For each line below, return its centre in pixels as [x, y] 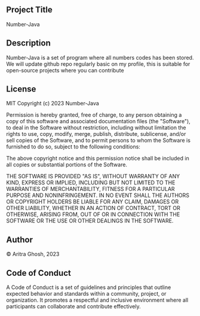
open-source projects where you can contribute [65, 70]
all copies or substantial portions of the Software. [67, 165]
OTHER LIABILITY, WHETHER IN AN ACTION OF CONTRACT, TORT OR [93, 208]
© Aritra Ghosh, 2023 [33, 254]
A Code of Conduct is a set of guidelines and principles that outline [89, 287]
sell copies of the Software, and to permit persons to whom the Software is [99, 141]
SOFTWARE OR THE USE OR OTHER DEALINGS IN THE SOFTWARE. [90, 221]
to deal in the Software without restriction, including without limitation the [96, 127]
